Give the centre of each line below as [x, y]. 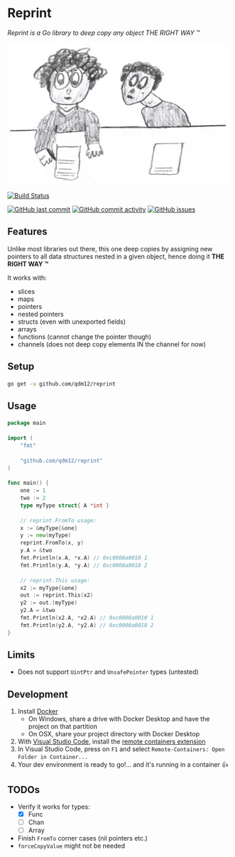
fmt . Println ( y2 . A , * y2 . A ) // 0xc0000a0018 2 [87, 625]
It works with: [27, 278]
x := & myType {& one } [49, 528]
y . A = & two [36, 551]
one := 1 [33, 491]
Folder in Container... [53, 758]
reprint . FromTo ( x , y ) [52, 543]
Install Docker [38, 711]
